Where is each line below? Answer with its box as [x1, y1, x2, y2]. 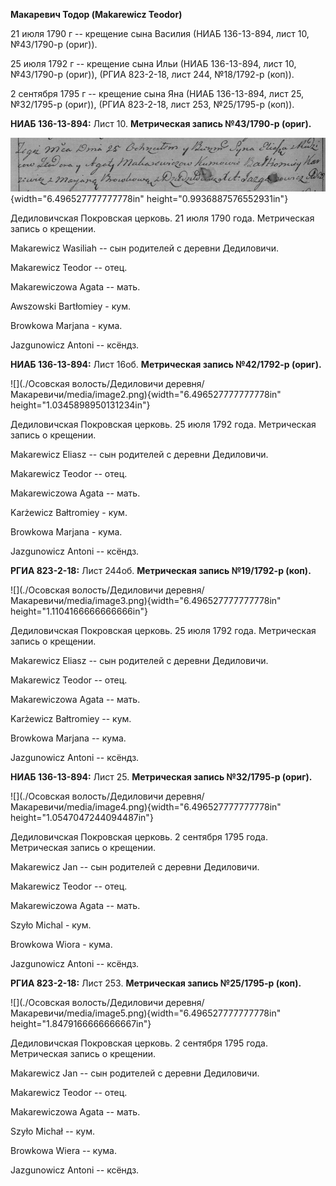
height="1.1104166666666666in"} [10, 605, 148, 618]
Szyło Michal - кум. [10, 919, 92, 931]
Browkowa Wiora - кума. [10, 939, 113, 951]
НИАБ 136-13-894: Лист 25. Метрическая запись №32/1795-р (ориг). [10, 771, 313, 783]
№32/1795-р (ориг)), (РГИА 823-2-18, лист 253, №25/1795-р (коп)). [10, 99, 295, 110]
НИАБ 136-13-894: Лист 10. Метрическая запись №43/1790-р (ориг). [10, 118, 312, 129]
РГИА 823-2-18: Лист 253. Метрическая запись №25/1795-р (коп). [10, 977, 302, 989]
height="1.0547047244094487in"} [10, 812, 154, 824]
